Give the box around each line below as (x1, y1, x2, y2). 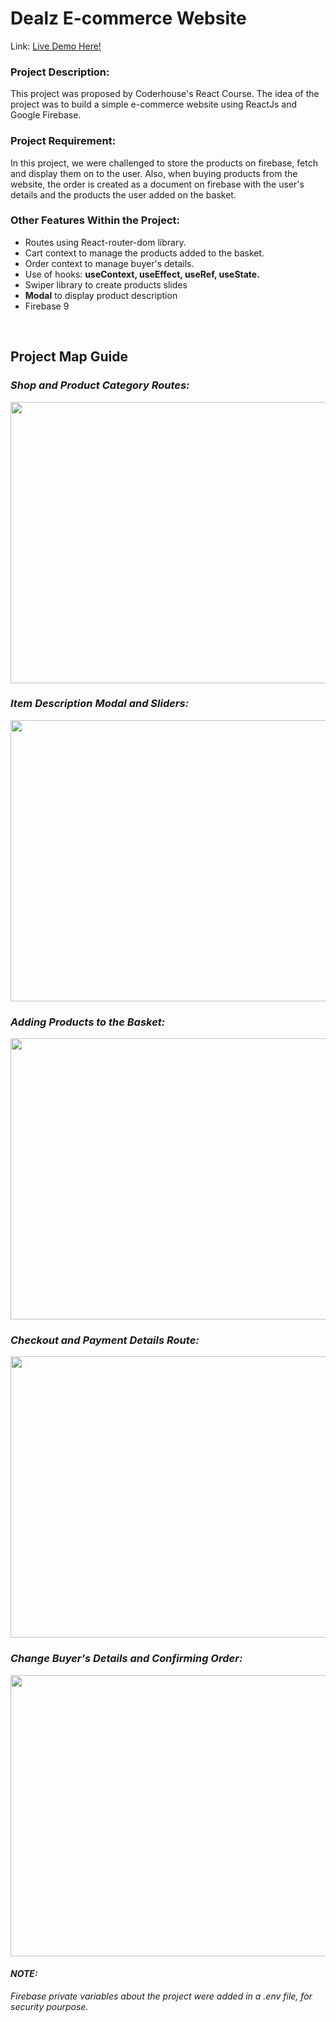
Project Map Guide (10, 348, 128, 366)
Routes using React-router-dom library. (24, 236, 187, 248)
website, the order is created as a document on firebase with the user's (10, 178, 305, 190)
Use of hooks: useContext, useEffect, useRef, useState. (24, 268, 260, 280)
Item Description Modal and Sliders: (10, 697, 190, 711)
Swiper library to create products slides (24, 278, 188, 291)
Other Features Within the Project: (10, 213, 180, 227)
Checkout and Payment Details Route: (10, 1333, 200, 1347)
